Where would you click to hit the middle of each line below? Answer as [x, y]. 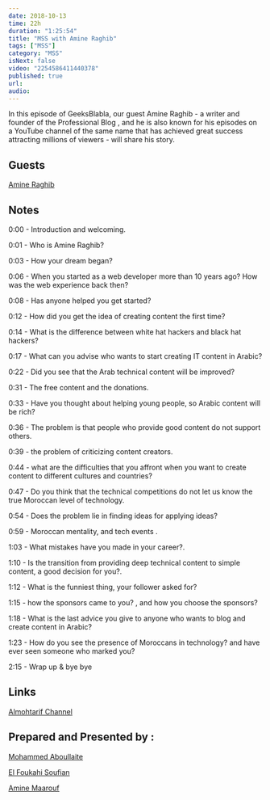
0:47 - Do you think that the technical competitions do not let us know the [131, 491]
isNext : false [32, 61]
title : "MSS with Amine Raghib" [62, 38]
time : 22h [25, 23]
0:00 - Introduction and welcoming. [67, 229]
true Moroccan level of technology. [66, 500]
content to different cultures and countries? [81, 476]
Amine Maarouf [34, 788]
